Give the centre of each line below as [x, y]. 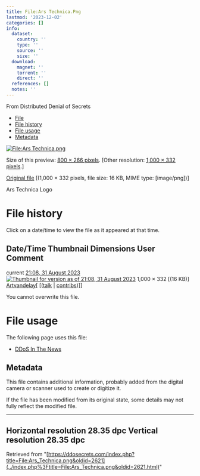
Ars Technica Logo [29, 189]
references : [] [30, 84]
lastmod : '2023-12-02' [34, 17]
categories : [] [25, 23]
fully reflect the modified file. [42, 406]
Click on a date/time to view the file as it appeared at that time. [83, 230]
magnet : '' [30, 67]
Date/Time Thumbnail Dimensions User [81, 249]
